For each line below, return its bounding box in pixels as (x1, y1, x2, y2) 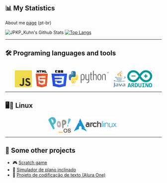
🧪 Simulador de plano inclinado (12, 167, 76, 173)
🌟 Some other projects (5, 146, 76, 155)
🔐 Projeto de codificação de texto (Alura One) (12, 172, 106, 178)
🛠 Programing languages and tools (5, 49, 116, 58)
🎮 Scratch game (12, 160, 47, 166)
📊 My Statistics (5, 4, 55, 12)
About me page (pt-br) (5, 19, 52, 26)
